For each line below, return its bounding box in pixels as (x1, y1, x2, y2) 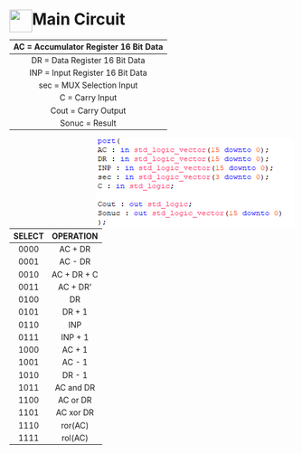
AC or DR (57, 394, 92, 406)
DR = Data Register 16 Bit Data (31, 54, 146, 65)
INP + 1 (61, 331, 90, 343)
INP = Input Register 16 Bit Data (29, 67, 147, 78)
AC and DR (54, 382, 96, 393)
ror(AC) (61, 420, 90, 430)
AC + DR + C (51, 269, 99, 279)
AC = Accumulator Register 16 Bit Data (13, 42, 164, 52)
